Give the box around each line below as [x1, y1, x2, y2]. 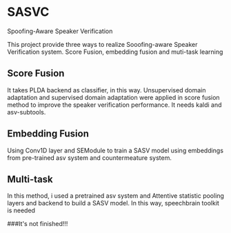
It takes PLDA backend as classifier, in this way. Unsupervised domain [7, 85, 206, 94]
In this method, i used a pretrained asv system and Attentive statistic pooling [7, 192, 224, 200]
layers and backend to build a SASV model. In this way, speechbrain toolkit [7, 199, 219, 207]
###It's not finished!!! [7, 220, 68, 228]
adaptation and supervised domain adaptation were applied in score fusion [7, 93, 220, 101]
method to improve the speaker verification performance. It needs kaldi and [7, 101, 222, 109]
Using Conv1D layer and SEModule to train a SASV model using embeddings [7, 146, 224, 154]
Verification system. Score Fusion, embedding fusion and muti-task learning [7, 48, 223, 56]
